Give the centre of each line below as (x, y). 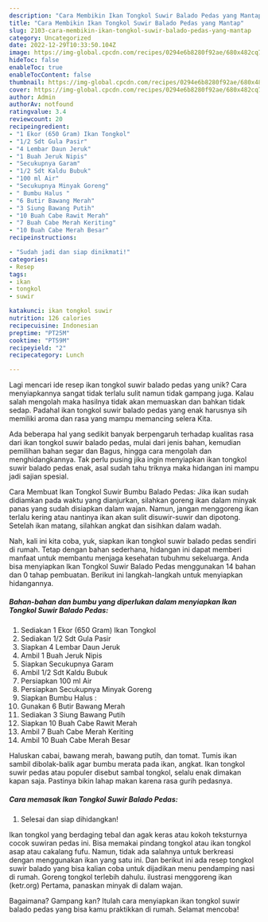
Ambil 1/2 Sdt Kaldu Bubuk (64, 673)
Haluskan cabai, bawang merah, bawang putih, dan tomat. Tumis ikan (123, 756)
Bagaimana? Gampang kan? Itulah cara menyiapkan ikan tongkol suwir (125, 901)
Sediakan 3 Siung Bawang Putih (73, 715)
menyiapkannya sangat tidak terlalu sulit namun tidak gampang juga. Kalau (131, 393)
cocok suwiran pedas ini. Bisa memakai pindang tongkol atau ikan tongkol (130, 843)
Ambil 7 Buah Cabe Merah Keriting (77, 732)
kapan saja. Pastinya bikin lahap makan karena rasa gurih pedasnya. (121, 781)
